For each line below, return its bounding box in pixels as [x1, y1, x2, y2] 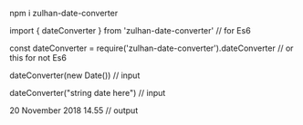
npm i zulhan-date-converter [9, 8, 119, 18]
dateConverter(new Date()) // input [9, 70, 141, 81]
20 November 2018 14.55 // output [9, 105, 139, 116]
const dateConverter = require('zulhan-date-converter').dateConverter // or [9, 43, 294, 53]
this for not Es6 [9, 53, 67, 62]
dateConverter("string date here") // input [9, 88, 166, 98]
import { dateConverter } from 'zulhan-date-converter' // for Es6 [9, 25, 251, 35]
